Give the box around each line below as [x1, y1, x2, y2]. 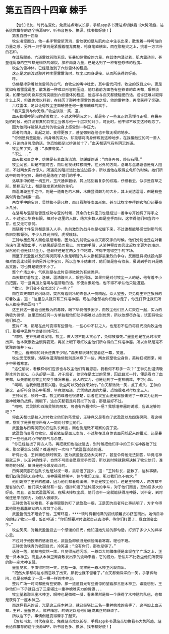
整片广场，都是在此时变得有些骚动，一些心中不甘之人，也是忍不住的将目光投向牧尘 [12, 323, 159, 329]
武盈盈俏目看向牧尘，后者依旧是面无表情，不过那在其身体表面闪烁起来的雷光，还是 [12, 431, 159, 436]
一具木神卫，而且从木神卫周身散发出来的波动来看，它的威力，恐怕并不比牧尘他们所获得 [9, 554, 163, 559]
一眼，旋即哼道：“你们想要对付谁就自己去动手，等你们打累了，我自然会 [27, 517, 154, 522]
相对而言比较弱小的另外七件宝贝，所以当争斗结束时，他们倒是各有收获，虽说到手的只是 [5, 259, 159, 264]
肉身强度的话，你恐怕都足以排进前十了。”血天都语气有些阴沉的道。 [20, 141, 137, 146]
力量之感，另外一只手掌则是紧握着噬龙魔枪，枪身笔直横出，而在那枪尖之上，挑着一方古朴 [5, 44, 163, 49]
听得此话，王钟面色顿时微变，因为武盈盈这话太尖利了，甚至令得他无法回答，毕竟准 [12, 452, 159, 458]
